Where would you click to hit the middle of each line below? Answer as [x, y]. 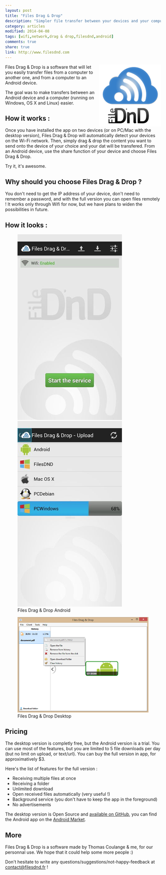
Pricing [17, 731]
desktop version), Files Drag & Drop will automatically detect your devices [80, 136]
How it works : [28, 119]
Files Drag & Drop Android [44, 610]
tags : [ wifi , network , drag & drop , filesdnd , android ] [59, 37]
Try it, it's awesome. [26, 166]
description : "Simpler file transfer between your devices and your [77, 21]
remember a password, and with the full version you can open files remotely [83, 199]
